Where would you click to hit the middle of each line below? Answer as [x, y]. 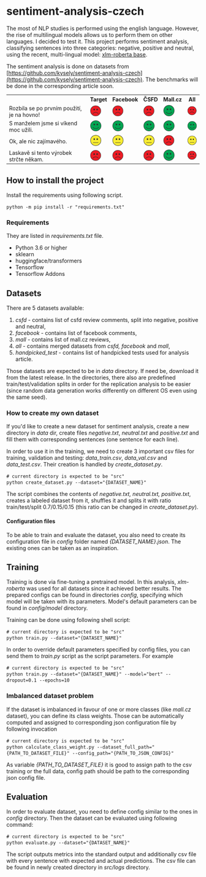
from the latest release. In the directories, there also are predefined [91, 378]
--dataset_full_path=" [126, 747]
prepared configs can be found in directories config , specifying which [95, 595]
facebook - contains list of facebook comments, [76, 333]
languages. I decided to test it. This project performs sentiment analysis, [97, 41]
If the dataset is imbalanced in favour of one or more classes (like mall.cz [99, 709]
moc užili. [21, 130]
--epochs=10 [54, 680]
